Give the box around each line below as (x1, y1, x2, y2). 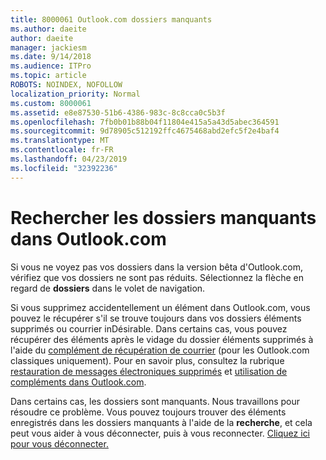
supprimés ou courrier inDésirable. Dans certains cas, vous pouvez (10, 322, 288, 335)
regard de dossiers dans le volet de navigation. (10, 282, 206, 294)
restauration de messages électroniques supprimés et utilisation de (10, 365, 288, 377)
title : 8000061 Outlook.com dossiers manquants (10, 14, 213, 25)
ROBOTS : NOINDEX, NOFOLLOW (10, 80, 123, 90)
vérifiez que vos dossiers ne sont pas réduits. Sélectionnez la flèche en (10, 271, 304, 283)
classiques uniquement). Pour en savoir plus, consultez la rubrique (10, 354, 285, 366)
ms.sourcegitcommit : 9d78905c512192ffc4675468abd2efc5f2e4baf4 (10, 126, 280, 136)
